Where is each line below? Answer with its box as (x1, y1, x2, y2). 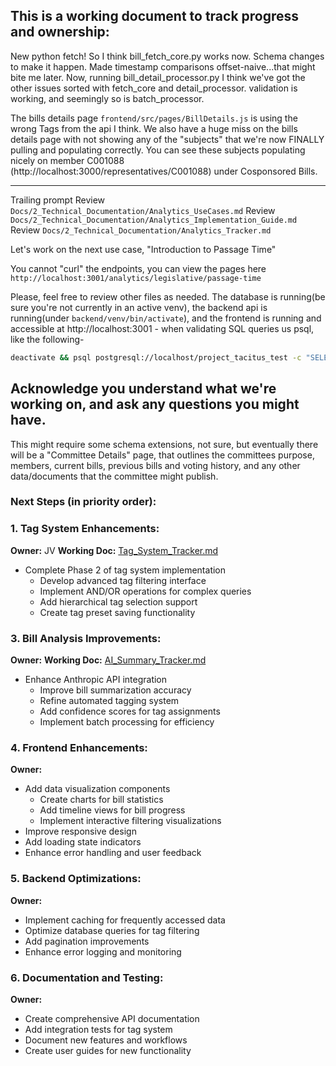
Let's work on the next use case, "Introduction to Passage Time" (10, 243, 277, 255)
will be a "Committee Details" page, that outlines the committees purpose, (10, 449, 315, 461)
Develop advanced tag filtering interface (39, 574, 207, 586)
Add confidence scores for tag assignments (39, 705, 221, 718)
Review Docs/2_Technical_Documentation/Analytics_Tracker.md (10, 224, 272, 236)
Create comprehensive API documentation (24, 1012, 200, 1024)
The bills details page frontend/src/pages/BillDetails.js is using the (10, 112, 298, 124)
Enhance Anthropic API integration (24, 674, 168, 686)
